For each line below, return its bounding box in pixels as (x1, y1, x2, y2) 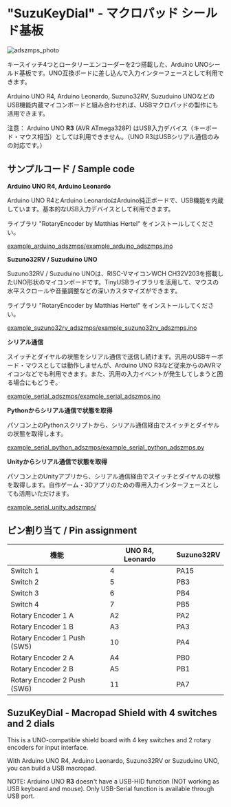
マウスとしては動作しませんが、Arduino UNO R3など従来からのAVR (25, 361, 216, 369)
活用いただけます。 (19, 489, 73, 497)
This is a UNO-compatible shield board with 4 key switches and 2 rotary (7, 736, 212, 744)
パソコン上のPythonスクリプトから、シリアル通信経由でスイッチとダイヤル (7, 421, 220, 429)
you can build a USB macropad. (7, 764, 97, 773)
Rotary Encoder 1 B (10, 622, 74, 631)
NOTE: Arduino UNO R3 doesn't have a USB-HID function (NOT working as (7, 777, 220, 786)
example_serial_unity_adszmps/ (7, 503, 96, 511)
